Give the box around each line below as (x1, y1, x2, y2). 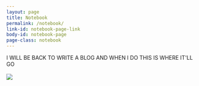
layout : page (6, 9, 40, 15)
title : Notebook (6, 15, 48, 21)
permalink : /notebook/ (6, 20, 64, 26)
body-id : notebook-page (6, 32, 67, 38)
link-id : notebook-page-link (6, 26, 81, 32)
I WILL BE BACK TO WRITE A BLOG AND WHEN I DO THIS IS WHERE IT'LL (6, 54, 194, 61)
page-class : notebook (6, 37, 62, 43)
